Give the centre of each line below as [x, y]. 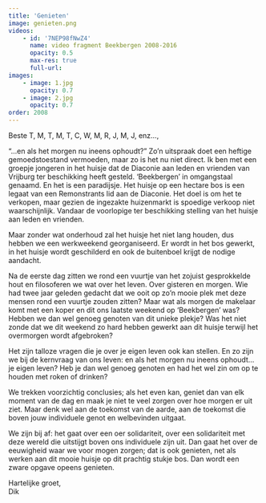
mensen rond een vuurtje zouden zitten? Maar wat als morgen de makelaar [132, 301]
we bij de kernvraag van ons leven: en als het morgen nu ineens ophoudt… [131, 359]
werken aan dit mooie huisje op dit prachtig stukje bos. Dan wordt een [124, 459]
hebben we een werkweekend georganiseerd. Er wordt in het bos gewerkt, [131, 243]
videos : [21, 30]
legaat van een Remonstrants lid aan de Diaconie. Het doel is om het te [125, 194]
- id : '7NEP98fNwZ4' [57, 38]
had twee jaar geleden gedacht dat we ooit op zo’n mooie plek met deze [127, 293]
